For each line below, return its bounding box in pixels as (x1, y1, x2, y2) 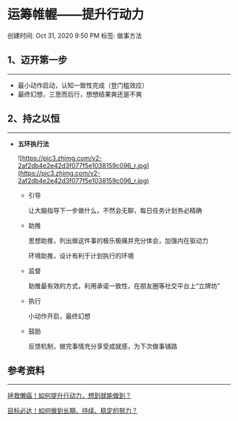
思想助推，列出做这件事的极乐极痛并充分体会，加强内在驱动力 (28, 236, 209, 245)
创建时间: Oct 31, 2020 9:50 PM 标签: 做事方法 (7, 31, 142, 40)
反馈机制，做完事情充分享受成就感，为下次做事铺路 (28, 341, 178, 350)
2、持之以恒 (7, 113, 60, 125)
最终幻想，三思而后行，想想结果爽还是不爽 (17, 89, 142, 98)
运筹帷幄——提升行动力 (7, 6, 144, 23)
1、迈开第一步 (7, 54, 68, 66)
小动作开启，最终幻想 (28, 312, 91, 320)
